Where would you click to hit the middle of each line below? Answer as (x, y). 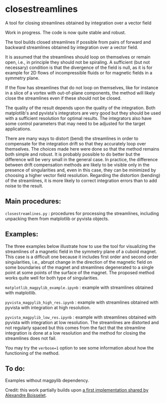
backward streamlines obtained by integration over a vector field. (72, 47)
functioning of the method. (32, 353)
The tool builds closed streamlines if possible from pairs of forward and (78, 42)
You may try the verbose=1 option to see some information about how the (80, 347)
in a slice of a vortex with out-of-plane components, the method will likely (80, 93)
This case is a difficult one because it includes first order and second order (82, 257)
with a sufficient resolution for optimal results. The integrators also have (79, 118)
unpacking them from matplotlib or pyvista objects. (57, 219)
